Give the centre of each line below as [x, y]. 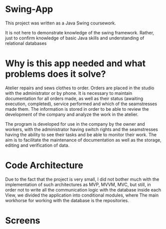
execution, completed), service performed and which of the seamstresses [81, 104]
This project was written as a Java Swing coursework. [61, 23]
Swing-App [29, 9]
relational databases [26, 43]
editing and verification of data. [37, 145]
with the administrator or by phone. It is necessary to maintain [69, 93]
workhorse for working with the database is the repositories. [67, 200]
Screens [23, 221]
